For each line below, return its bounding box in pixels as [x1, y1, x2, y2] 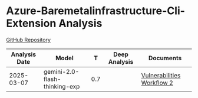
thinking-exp [43, 82, 80, 90]
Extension [6, 17, 57, 30]
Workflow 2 [141, 79, 174, 87]
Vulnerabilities [141, 71, 181, 79]
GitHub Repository [6, 36, 51, 43]
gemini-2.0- [43, 67, 80, 76]
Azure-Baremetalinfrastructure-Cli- [6, 4, 186, 18]
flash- [43, 75, 61, 83]
